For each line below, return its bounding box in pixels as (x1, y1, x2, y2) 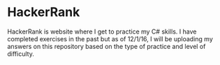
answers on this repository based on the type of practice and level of (7, 42, 206, 50)
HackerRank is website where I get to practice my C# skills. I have (7, 27, 197, 36)
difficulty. (7, 50, 35, 58)
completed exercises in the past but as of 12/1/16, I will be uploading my (7, 34, 213, 43)
